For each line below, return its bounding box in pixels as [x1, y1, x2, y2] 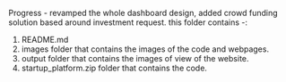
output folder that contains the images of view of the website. [21, 53, 249, 63]
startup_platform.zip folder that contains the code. [21, 62, 208, 73]
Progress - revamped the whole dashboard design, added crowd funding [8, 8, 279, 18]
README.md [21, 35, 69, 45]
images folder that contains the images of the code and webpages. [21, 44, 270, 54]
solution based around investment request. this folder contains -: [8, 17, 248, 28]
